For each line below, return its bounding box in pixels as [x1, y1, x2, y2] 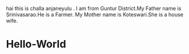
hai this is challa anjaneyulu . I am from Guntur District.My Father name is [6, 5, 182, 12]
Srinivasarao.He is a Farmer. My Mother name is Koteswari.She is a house [6, 11, 184, 18]
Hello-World [6, 38, 66, 51]
